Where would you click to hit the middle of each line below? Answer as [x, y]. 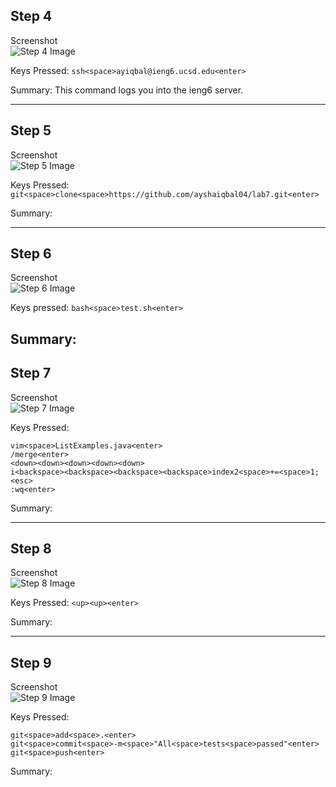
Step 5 [31, 130]
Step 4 [31, 16]
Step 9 [31, 662]
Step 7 [31, 373]
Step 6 [31, 254]
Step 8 [31, 549]
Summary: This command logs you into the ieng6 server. [127, 90]
